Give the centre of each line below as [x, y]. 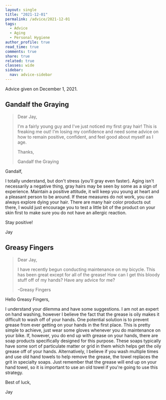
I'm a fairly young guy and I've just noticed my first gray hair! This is [87, 126]
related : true [20, 61]
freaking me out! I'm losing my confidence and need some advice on [88, 131]
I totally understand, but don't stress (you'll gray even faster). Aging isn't [80, 181]
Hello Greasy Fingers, [27, 299]
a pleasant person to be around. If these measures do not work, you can [79, 197]
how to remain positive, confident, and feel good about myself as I [85, 137]
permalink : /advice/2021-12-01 [38, 19]
